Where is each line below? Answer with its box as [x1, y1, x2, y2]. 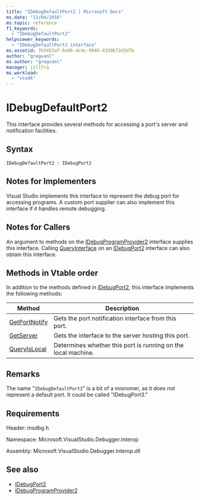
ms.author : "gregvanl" [6, 58, 62, 64]
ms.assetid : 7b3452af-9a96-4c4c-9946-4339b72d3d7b [6, 48, 135, 54]
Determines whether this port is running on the [53, 341, 184, 350]
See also [6, 465, 39, 475]
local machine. [53, 348, 94, 357]
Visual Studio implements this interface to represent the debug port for [6, 192, 180, 199]
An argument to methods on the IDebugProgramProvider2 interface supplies [6, 238, 193, 245]
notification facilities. [6, 127, 58, 134]
